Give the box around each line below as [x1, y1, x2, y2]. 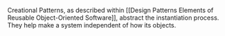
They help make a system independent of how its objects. [7, 21, 176, 29]
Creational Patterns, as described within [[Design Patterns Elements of [7, 6, 214, 14]
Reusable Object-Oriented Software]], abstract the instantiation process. [7, 13, 219, 22]
